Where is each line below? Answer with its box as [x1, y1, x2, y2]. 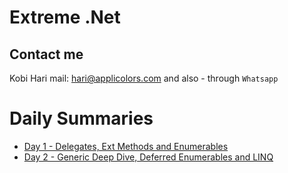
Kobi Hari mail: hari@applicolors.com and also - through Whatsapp [9, 72, 279, 84]
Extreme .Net [9, 6, 121, 29]
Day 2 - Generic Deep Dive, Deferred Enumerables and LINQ [23, 151, 274, 163]
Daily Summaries [9, 107, 154, 130]
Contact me [9, 46, 84, 63]
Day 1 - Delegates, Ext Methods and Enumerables [23, 140, 229, 152]
